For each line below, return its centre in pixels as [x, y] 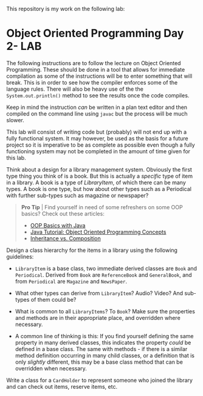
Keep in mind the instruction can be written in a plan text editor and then [97, 107]
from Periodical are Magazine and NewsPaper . [71, 281]
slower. [15, 120]
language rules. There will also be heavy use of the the [75, 89]
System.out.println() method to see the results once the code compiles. [98, 95]
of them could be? [53, 299]
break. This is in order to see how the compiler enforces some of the [92, 82]
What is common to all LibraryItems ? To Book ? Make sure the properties [105, 311]
